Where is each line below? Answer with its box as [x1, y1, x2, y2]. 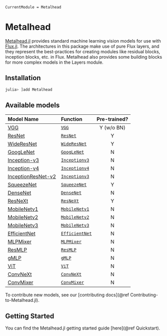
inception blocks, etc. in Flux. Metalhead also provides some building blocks [5, 54, 162, 60]
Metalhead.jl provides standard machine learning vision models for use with [5, 38, 161, 44]
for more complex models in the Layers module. [5, 59, 103, 65]
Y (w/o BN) [99, 124, 126, 131]
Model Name [7, 116, 39, 123]
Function [60, 116, 82, 123]
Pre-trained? [96, 116, 128, 123]
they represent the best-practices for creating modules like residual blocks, [5, 48, 160, 55]
